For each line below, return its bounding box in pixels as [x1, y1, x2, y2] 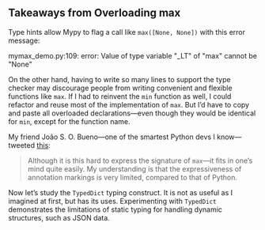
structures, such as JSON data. [8, 213, 111, 222]
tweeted [8, 140, 36, 149]
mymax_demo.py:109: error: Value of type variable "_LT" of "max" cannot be [8, 51, 257, 60]
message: [8, 36, 40, 45]
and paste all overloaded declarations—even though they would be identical [8, 108, 256, 118]
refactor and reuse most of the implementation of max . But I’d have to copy [8, 100, 250, 109]
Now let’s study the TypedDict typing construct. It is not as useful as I [8, 187, 233, 197]
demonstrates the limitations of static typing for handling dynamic [8, 205, 223, 214]
